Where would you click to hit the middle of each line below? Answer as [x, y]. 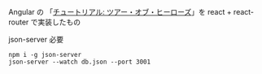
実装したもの [59, 22]
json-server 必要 [36, 39]
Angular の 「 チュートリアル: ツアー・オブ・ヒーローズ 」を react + [120, 12]
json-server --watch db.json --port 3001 [80, 62]
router [19, 22]
